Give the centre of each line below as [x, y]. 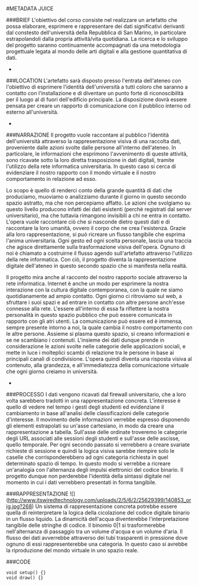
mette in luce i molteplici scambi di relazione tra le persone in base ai [90, 352]
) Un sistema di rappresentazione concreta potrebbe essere [104, 506]
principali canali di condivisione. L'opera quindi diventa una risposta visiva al [99, 359]
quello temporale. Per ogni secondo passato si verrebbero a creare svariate [98, 445]
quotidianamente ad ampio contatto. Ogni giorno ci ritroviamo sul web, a [94, 296]
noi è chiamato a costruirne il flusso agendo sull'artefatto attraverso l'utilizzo [99, 253]
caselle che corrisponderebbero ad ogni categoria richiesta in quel [87, 457]
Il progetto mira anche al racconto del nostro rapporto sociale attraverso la [97, 277]
